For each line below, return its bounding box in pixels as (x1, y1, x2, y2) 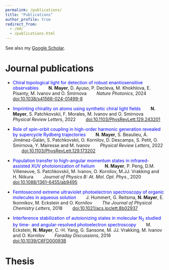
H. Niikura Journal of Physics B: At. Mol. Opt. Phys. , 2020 (12, 174, 142, 180)
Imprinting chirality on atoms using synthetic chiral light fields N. (12, 105, 156, 112)
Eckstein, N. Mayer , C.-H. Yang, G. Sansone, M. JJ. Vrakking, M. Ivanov (12, 227, 162, 233)
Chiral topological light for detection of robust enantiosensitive (12, 79, 143, 85)
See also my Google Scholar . (5, 45, 65, 51)
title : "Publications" (5, 12, 53, 17)
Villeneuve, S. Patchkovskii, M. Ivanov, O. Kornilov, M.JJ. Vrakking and (12, 168, 159, 174)
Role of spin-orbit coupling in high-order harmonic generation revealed (12, 126, 161, 132)
